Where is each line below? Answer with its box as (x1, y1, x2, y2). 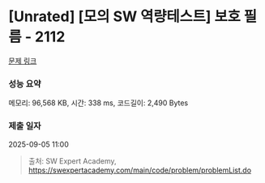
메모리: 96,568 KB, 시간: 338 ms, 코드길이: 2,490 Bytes (8, 98, 189, 108)
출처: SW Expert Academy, (28, 155, 117, 166)
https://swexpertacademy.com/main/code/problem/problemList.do (28, 165, 252, 175)
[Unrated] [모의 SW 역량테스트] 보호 (8, 7, 241, 26)
